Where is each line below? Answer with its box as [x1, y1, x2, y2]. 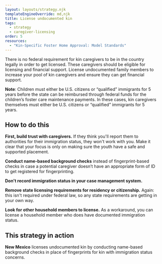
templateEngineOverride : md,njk [5, 12, 70, 16]
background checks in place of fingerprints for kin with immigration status [5, 249, 153, 255]
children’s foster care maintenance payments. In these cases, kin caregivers [5, 96, 157, 102]
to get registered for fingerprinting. [5, 169, 74, 175]
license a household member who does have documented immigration [5, 212, 146, 218]
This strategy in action [5, 231, 74, 239]
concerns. [5, 254, 26, 260]
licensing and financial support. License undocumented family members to [5, 66, 154, 73]
